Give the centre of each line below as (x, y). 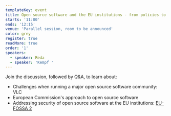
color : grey (18, 34)
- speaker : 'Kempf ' (32, 62)
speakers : (16, 53)
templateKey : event (26, 10)
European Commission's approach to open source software (76, 98)
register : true (22, 39)
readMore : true (22, 43)
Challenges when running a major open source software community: (85, 87)
